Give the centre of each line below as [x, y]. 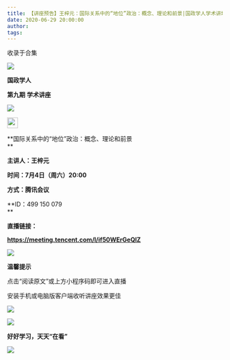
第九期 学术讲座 [29, 95]
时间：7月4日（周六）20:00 [47, 175]
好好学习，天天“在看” [38, 337]
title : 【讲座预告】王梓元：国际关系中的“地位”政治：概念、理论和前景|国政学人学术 [112, 13]
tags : [15, 33]
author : [18, 26]
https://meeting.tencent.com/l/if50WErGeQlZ [74, 240]
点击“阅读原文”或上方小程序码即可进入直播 [67, 281]
